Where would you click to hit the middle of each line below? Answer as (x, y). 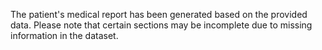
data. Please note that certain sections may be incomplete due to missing (161, 25)
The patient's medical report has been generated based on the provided (159, 14)
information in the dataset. (64, 35)
